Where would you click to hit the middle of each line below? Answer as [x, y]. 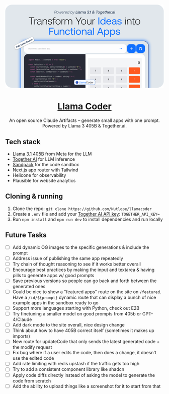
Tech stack [23, 142]
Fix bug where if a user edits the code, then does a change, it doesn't [84, 353]
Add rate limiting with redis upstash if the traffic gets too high [76, 364]
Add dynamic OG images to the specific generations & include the [81, 247]
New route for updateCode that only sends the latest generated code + [86, 342]
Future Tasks [26, 235]
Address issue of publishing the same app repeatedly [68, 258]
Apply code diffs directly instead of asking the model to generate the [83, 375]
